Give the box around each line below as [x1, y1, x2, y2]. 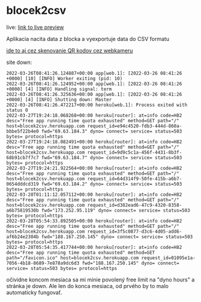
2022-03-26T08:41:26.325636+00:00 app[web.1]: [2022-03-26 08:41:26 [6, 91, 182, 97]
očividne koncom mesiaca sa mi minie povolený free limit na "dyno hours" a [6, 275, 195, 283]
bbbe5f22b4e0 [6, 128, 39, 134]
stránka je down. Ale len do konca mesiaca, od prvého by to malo [6, 282, 169, 289]
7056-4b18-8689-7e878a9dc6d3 [6, 260, 80, 266]
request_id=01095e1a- [141, 254, 196, 261]
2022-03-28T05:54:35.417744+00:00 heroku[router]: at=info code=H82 [6, 244, 182, 250]
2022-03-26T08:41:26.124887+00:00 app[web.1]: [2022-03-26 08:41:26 [6, 70, 182, 76]
